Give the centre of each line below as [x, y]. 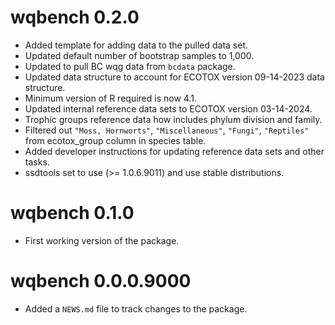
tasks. [37, 162]
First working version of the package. [102, 240]
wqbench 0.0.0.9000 [101, 281]
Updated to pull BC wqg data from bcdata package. [130, 66]
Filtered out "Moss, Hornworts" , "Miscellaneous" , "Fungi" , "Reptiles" [167, 130]
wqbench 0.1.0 [72, 213]
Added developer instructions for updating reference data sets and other [174, 151]
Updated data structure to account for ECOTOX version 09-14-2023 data [174, 77]
